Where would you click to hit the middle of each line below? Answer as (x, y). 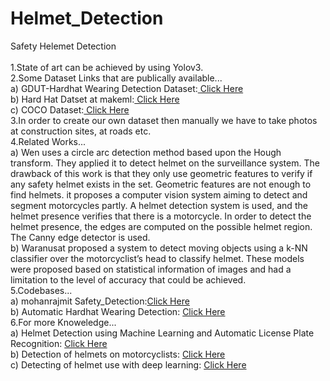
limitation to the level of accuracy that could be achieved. (128, 279)
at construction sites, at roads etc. (81, 131)
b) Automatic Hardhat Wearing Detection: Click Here (118, 311)
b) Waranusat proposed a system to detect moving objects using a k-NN (159, 248)
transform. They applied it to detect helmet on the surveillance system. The (165, 163)
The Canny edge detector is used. (80, 237)
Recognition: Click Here (59, 343)
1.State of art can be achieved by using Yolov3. (107, 67)
